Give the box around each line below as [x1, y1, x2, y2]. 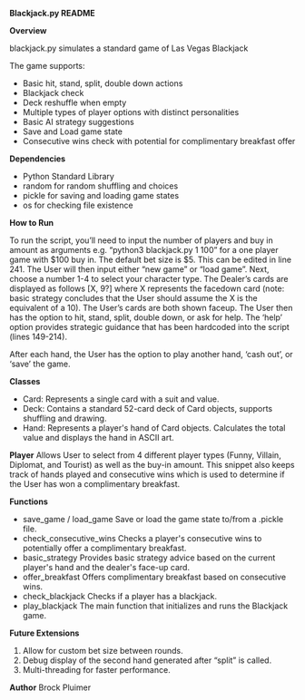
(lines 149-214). [9, 331, 68, 342]
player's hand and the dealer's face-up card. [22, 562, 191, 572]
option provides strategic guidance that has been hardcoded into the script [9, 322, 290, 332]
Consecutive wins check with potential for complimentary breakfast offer [22, 136, 296, 146]
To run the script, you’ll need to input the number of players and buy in [9, 235, 274, 246]
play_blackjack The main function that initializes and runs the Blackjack [22, 600, 289, 611]
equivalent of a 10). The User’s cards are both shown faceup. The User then [9, 303, 293, 313]
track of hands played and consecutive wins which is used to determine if [9, 469, 285, 480]
